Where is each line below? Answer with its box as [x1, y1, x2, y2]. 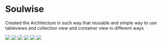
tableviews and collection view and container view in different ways [5, 25, 144, 31]
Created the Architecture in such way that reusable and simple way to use [5, 20, 157, 26]
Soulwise [5, 3, 44, 15]
